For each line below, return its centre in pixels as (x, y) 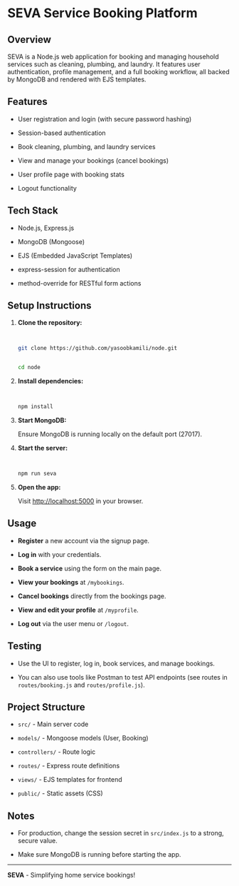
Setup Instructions (49, 306)
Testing (25, 646)
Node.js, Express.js (46, 228)
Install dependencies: (51, 381)
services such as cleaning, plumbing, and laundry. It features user (104, 64)
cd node (29, 368)
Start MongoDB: (42, 421)
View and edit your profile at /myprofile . (78, 610)
